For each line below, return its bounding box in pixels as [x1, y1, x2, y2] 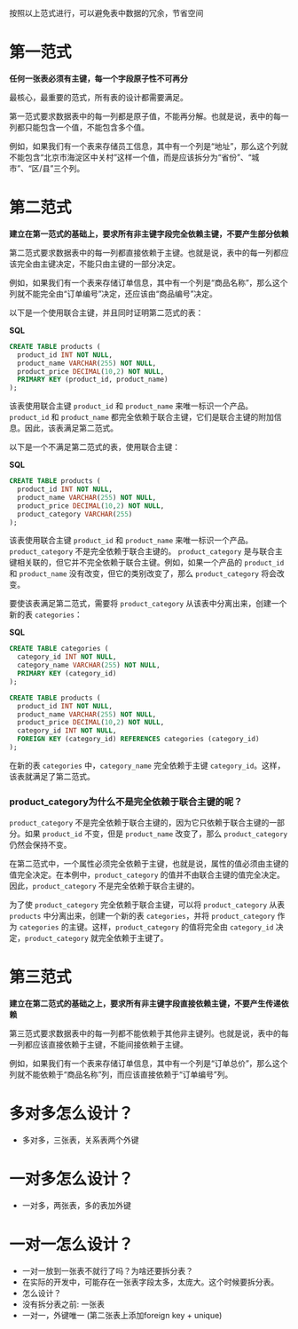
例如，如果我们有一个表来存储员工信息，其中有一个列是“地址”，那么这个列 [9, 140, 281, 151]
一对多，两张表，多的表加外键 [21, 1199, 131, 1210]
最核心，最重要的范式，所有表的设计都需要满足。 [9, 91, 188, 102]
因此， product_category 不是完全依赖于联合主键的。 [9, 881, 200, 891]
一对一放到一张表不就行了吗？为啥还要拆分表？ [21, 1265, 193, 1276]
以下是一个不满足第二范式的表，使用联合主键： [9, 442, 180, 453]
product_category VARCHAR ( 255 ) [17, 510, 133, 518]
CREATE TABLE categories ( [9, 645, 109, 653]
